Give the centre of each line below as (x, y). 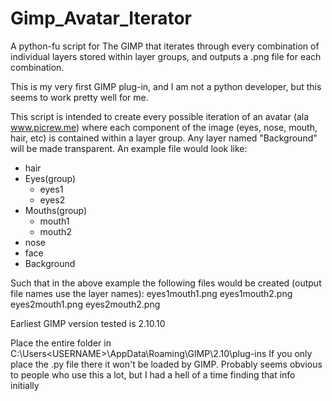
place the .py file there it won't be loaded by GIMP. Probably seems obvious (166, 364)
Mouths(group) (56, 210)
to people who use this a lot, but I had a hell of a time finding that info (153, 374)
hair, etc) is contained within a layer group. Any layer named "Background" (164, 138)
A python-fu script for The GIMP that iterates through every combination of (165, 46)
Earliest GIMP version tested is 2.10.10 (88, 323)
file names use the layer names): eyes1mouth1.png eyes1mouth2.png (151, 293)
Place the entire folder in (61, 343)
